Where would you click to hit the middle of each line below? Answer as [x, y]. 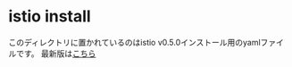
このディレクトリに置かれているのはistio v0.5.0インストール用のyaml [134, 42]
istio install [50, 17]
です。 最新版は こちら [56, 53]
